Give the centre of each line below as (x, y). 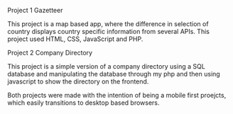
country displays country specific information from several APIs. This (108, 32)
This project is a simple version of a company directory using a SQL (107, 66)
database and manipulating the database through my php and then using (114, 74)
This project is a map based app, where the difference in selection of (108, 24)
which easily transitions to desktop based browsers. (83, 103)
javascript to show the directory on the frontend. (78, 81)
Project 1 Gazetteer (35, 10)
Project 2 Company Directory (50, 53)
